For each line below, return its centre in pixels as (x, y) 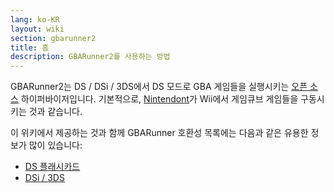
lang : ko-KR (35, 19)
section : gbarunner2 (53, 38)
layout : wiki (37, 29)
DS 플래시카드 (52, 167)
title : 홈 (30, 47)
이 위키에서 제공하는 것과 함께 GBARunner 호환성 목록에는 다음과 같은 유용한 (159, 133)
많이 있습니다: (55, 145)
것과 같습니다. (55, 112)
